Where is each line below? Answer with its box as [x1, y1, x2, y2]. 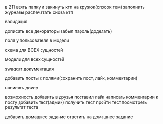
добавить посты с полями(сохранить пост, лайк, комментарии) [5, 75, 138, 81]
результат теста [5, 105, 38, 110]
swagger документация [5, 66, 54, 71]
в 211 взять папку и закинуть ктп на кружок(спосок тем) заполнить [5, 4, 145, 10]
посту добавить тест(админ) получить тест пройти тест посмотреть [5, 99, 147, 105]
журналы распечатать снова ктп [5, 9, 73, 15]
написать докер [5, 85, 38, 90]
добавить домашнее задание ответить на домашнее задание [5, 114, 133, 120]
